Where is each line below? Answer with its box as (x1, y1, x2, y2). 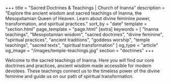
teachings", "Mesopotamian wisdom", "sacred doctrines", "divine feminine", (5, 32, 163, 37)
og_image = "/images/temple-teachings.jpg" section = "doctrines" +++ (5, 48, 154, 53)
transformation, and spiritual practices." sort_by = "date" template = (5, 21, 147, 27)
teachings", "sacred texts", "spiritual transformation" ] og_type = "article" (5, 42, 158, 48)
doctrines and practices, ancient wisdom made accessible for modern (5, 63, 152, 68)
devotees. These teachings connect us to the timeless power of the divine (5, 68, 160, 74)
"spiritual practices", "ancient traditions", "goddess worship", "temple (5, 37, 150, 43)
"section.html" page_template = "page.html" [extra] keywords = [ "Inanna (5, 26, 159, 32)
